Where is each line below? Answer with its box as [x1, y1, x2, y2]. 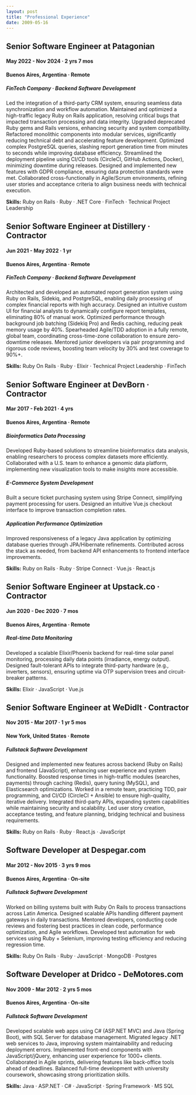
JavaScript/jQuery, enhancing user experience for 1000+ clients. [6, 1053, 162, 1060]
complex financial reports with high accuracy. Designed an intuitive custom [6, 301, 187, 309]
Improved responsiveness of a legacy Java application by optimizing [6, 534, 171, 541]
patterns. [26, 674, 48, 681]
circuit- [168, 668, 186, 675]
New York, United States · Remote [6, 732, 90, 739]
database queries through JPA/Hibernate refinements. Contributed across [6, 541, 184, 548]
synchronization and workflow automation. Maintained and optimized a [6, 105, 177, 112]
